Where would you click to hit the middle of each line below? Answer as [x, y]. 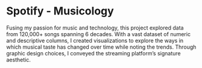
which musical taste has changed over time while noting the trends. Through [101, 47]
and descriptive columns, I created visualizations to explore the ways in [95, 40]
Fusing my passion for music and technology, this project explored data [95, 28]
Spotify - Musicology [60, 11]
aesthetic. [19, 60]
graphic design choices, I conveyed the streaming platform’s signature [93, 53]
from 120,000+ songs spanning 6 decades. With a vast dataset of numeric [99, 34]
